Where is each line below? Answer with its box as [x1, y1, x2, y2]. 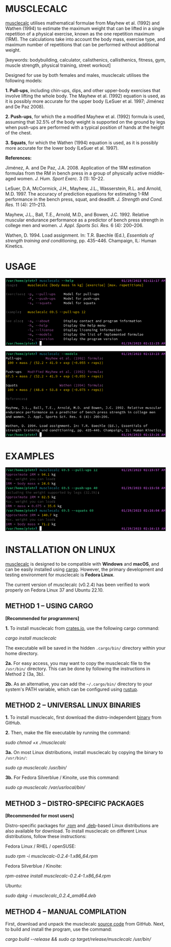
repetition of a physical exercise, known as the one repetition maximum [5, 31, 155, 37]
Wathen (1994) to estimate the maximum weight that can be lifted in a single [5, 25, 164, 31]
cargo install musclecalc [5, 635, 57, 641]
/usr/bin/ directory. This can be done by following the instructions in [5, 665, 150, 672]
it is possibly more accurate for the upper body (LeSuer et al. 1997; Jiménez [5, 98, 164, 104]
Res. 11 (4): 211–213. [5, 202, 47, 208]
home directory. [5, 650, 39, 656]
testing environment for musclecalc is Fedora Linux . [5, 571, 115, 578]
